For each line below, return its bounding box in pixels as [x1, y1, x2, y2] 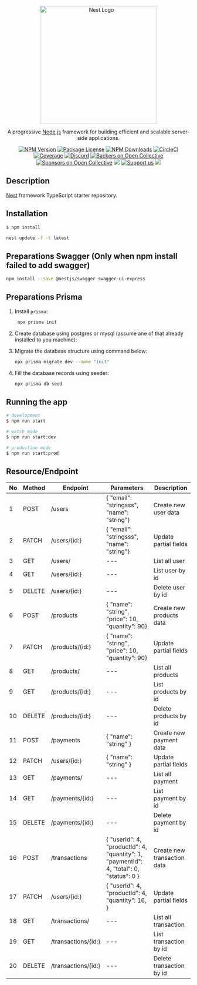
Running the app [6, 397, 67, 407]
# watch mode [6, 429, 38, 435]
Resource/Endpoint [6, 466, 79, 476]
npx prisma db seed [14, 381, 63, 387]
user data [153, 508, 180, 517]
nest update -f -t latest [6, 235, 69, 241]
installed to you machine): [14, 336, 77, 343]
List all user [153, 557, 185, 565]
